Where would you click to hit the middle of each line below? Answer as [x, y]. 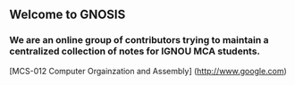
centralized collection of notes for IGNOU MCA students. [135, 51]
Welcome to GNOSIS [67, 15]
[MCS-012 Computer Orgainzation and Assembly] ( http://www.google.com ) [148, 71]
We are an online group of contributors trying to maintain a [139, 40]
